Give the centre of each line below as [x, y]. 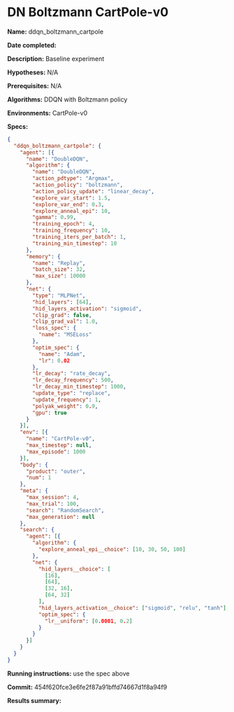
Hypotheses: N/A [33, 72]
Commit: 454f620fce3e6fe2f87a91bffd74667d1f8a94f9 [87, 687]
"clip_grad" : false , [62, 315]
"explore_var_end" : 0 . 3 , [68, 204]
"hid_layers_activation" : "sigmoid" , [87, 309]
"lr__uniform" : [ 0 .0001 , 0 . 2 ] [88, 621]
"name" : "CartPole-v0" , [60, 439]
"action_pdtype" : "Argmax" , [73, 179]
